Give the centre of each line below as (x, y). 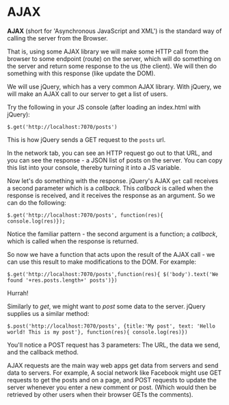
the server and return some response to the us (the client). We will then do (112, 66)
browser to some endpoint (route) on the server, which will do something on (114, 58)
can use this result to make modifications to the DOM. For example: (102, 262)
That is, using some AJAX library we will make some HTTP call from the (108, 51)
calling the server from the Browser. (57, 38)
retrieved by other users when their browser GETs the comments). (100, 394)
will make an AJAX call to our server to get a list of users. (87, 94)
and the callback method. (43, 352)
